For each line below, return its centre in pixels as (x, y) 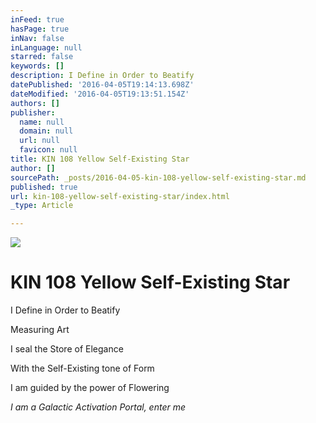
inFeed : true (37, 19)
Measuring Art (40, 330)
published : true (44, 187)
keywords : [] (37, 66)
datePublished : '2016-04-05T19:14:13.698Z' (102, 85)
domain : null (46, 131)
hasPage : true (40, 29)
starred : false (42, 57)
